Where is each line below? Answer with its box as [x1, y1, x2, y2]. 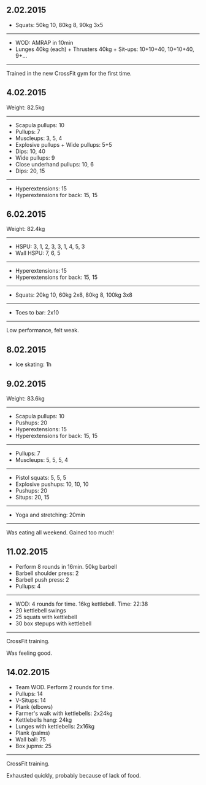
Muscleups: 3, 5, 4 [15, 135, 63, 142]
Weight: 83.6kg [6, 395, 45, 402]
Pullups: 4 [15, 582, 41, 590]
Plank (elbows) [15, 703, 53, 710]
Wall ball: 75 [15, 735, 46, 743]
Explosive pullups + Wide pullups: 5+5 [15, 141, 112, 148]
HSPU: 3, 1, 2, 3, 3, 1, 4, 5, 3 [15, 243, 85, 251]
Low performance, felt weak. [6, 327, 79, 334]
